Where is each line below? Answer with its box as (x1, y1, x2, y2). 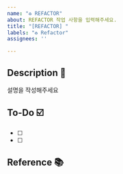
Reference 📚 (7, 157, 64, 169)
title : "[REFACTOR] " (7, 23, 69, 29)
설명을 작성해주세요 (7, 86, 59, 94)
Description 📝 (7, 66, 66, 79)
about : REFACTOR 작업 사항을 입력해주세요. (7, 16, 118, 23)
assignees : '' (7, 36, 48, 42)
